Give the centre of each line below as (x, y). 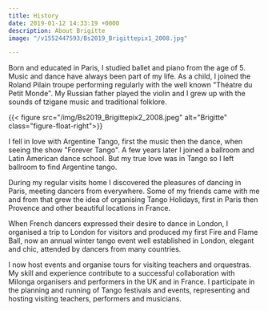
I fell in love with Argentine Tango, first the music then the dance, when (126, 142)
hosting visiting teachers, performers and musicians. (95, 299)
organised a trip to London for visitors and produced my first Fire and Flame (133, 232)
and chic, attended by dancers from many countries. (95, 249)
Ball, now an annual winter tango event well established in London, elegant (131, 240)
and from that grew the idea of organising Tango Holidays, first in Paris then (133, 200)
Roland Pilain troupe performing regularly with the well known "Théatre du (130, 85)
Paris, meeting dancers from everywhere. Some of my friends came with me (134, 191)
